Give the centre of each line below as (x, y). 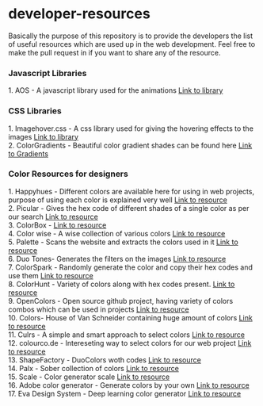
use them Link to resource (51, 275)
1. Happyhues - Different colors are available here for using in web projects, (131, 191)
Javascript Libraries (48, 73)
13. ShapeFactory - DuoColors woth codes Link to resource (105, 360)
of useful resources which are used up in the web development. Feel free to (132, 44)
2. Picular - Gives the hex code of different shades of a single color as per (129, 208)
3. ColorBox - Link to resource (57, 225)
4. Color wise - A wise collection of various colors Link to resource (117, 233)
